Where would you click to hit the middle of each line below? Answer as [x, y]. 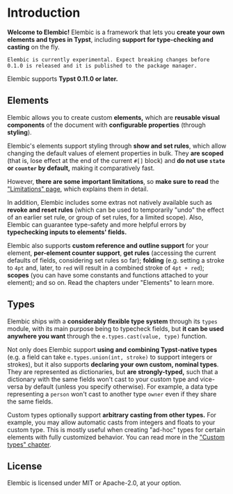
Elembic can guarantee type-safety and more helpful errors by [97, 224]
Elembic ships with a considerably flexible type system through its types [112, 321]
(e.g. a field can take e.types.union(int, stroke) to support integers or [110, 357]
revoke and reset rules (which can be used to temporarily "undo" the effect [116, 210]
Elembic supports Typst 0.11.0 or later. [63, 79]
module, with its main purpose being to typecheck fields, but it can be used [115, 328]
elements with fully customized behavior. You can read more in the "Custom [116, 437]
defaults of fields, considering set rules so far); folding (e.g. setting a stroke [116, 260]
